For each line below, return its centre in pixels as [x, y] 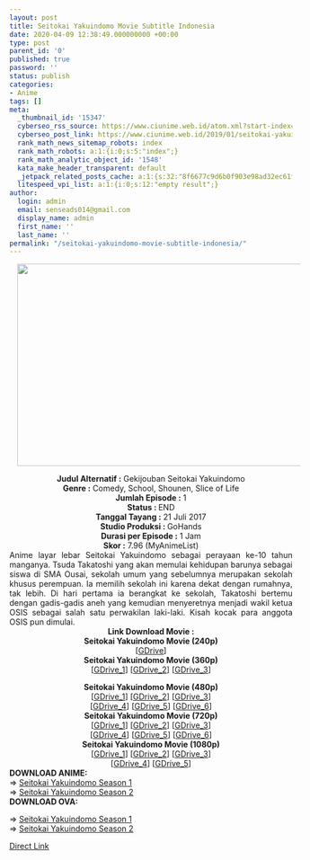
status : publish [40, 76]
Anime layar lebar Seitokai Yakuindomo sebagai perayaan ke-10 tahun [151, 555]
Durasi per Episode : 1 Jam [151, 536]
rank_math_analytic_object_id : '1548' [90, 160]
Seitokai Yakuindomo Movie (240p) [151, 641]
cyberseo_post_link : [56, 135]
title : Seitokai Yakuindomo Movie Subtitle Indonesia [112, 26]
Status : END [151, 508]
